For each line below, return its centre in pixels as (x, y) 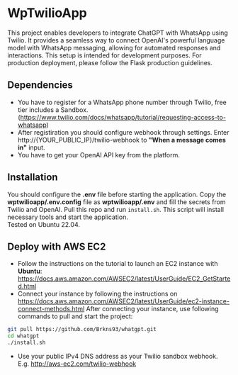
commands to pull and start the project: (75, 316)
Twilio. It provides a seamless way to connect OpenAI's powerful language (116, 40)
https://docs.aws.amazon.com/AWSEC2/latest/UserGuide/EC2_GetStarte (124, 279)
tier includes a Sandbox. (53, 110)
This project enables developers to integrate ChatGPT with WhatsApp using (118, 33)
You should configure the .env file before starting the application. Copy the (117, 194)
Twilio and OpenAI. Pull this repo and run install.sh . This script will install (116, 209)
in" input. (31, 147)
